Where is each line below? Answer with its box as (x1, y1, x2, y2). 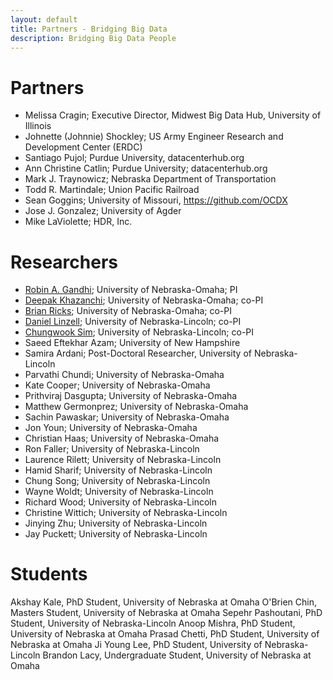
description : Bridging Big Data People (10, 33, 177, 43)
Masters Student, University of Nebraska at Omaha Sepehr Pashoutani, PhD (10, 607, 323, 619)
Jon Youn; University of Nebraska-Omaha (24, 422, 198, 434)
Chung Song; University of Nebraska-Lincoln (24, 475, 211, 487)
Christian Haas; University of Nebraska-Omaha (24, 432, 220, 445)
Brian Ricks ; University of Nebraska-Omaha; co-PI (24, 305, 232, 317)
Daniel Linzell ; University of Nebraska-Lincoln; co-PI (24, 316, 242, 328)
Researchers (10, 251, 119, 273)
